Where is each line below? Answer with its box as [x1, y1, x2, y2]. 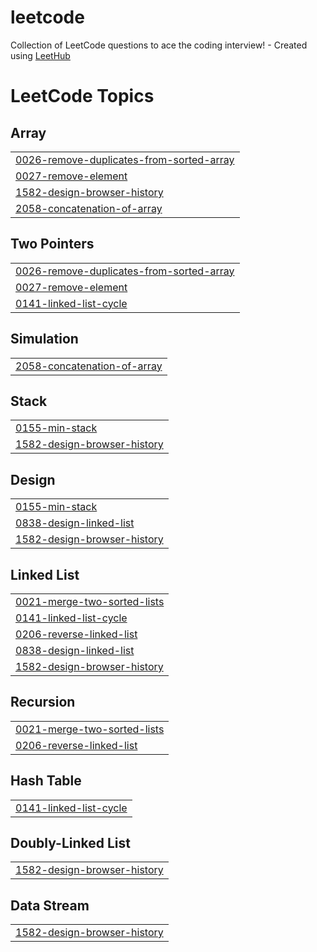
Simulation [10, 331, 79, 348]
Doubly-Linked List [10, 835, 131, 852]
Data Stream [10, 897, 90, 914]
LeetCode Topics [10, 85, 155, 108]
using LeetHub [10, 49, 71, 61]
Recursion [10, 694, 76, 711]
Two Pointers [10, 236, 95, 253]
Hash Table [10, 772, 82, 790]
